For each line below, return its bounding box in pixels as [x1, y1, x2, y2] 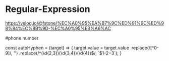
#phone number [5, 35, 39, 41]
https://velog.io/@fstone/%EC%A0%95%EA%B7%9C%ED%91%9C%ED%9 [5, 20, 164, 26]
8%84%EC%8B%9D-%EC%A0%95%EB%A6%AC [5, 25, 111, 31]
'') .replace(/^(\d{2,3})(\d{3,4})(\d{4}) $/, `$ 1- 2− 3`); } [13, 50, 122, 56]
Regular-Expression [5, 3, 91, 15]
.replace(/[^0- [130, 44, 159, 50]
